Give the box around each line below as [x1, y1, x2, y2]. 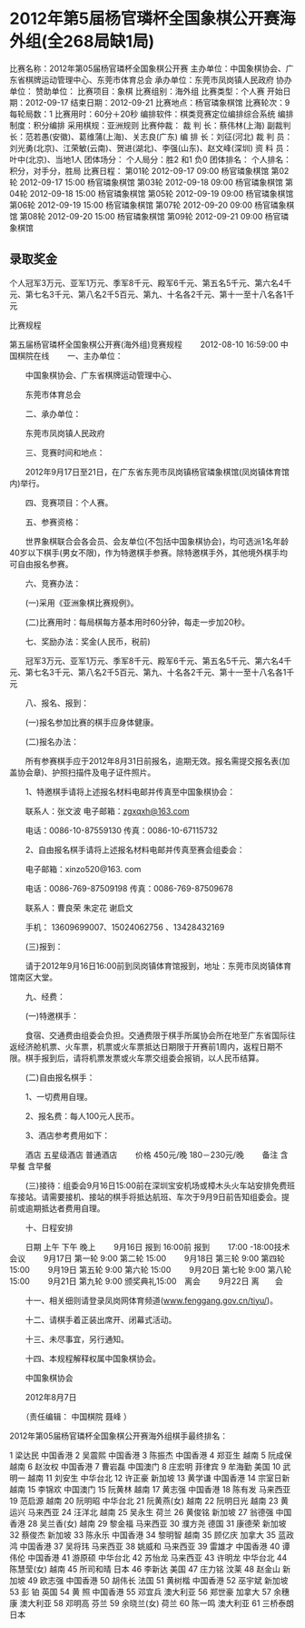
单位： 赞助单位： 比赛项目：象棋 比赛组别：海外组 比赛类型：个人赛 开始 [9, 86, 283, 97]
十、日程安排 [25, 1222, 74, 1233]
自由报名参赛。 [16, 558, 74, 569]
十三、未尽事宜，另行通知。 [25, 1333, 129, 1344]
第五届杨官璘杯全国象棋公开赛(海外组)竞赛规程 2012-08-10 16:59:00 [9, 339, 279, 350]
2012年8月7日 [25, 1391, 77, 1402]
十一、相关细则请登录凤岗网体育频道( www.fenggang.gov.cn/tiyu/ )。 [25, 1295, 279, 1306]
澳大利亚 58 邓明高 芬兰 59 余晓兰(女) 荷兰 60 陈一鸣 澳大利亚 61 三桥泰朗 [19, 1597, 295, 1608]
